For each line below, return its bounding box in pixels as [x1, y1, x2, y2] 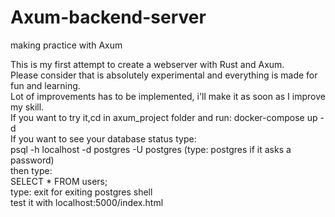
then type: [10, 164, 53, 176]
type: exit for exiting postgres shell [10, 186, 153, 198]
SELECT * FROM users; [10, 175, 108, 187]
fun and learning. [10, 79, 81, 91]
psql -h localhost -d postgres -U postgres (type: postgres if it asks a [10, 143, 292, 155]
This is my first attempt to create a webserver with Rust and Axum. [10, 58, 285, 70]
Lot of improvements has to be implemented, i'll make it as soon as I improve [10, 90, 326, 102]
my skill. [10, 101, 45, 113]
